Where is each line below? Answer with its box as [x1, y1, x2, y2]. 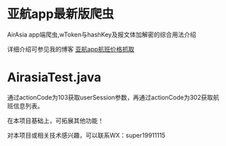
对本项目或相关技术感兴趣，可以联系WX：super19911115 [7, 131, 166, 139]
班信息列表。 [7, 101, 43, 110]
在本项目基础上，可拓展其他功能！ [7, 116, 104, 125]
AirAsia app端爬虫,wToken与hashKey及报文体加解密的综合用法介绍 [7, 30, 196, 39]
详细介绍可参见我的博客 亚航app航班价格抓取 [7, 45, 134, 53]
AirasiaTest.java [7, 70, 101, 85]
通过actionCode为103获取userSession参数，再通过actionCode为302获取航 [7, 93, 219, 101]
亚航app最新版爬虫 [7, 6, 114, 22]
